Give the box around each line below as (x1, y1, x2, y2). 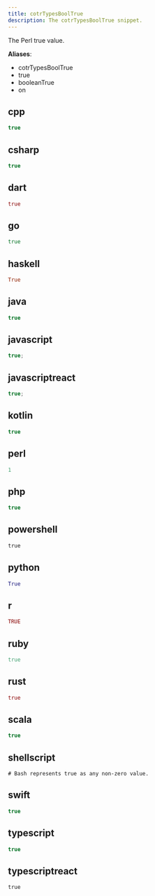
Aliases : (8, 50, 32, 58)
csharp (8, 144, 40, 156)
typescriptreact (8, 865, 77, 877)
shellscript (8, 752, 56, 763)
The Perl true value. (8, 36, 65, 44)
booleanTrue (17, 78, 54, 86)
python (8, 562, 40, 573)
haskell (8, 257, 40, 270)
